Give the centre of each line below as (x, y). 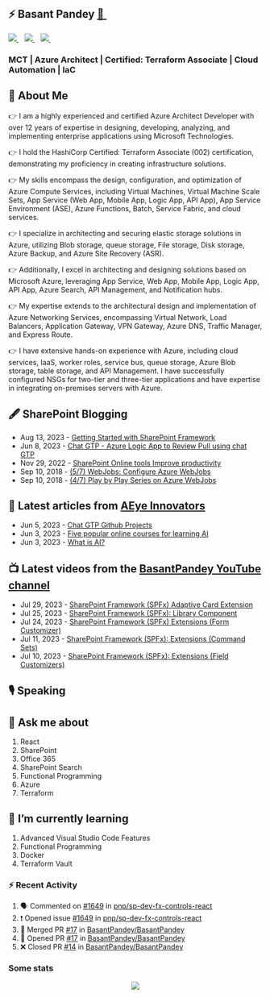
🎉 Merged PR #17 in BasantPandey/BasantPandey (102, 929)
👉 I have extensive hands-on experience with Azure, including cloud (123, 351)
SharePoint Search (51, 767)
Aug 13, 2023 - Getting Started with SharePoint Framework (118, 438)
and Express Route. (41, 335)
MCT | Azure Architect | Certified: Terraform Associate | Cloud (133, 60)
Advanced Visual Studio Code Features (85, 838)
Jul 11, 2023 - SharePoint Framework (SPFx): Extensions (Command (133, 638)
